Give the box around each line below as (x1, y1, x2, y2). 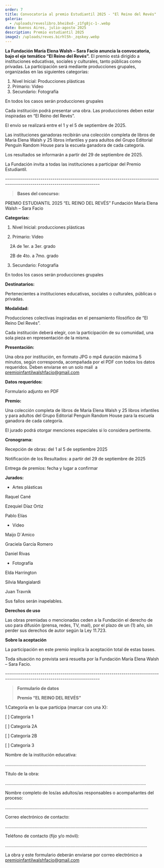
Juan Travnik (5, 588, 31, 594)
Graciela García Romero (5, 541, 53, 547)
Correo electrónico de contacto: (5, 814, 70, 820)
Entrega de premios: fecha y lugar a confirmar (5, 465, 98, 471)
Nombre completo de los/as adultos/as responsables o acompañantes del (5, 790, 154, 796)
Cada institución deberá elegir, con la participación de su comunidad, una (5, 329, 154, 336)
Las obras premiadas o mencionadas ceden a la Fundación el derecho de (5, 617, 153, 623)
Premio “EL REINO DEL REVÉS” (17, 695, 81, 700)
